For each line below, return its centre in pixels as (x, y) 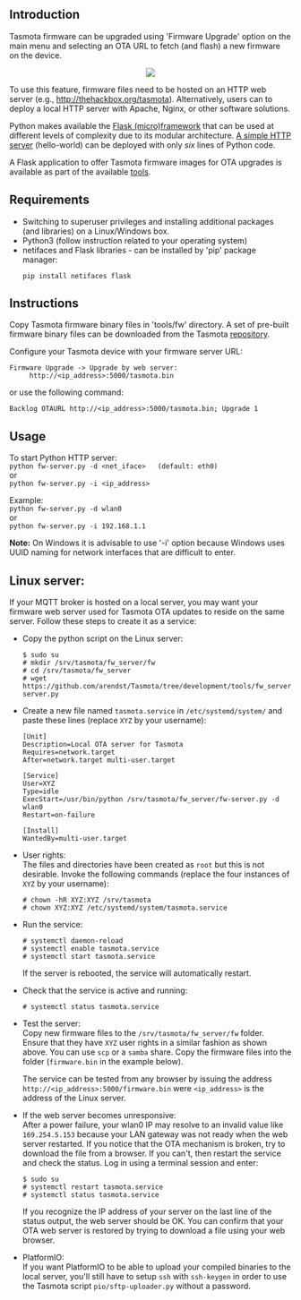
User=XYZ (39, 784)
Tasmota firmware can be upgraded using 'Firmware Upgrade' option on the (150, 36)
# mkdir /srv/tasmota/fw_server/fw (89, 663)
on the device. (36, 55)
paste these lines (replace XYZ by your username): (114, 721)
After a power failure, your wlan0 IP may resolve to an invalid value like (153, 1125)
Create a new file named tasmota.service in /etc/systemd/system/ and (152, 711)
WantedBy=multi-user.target (74, 839)
